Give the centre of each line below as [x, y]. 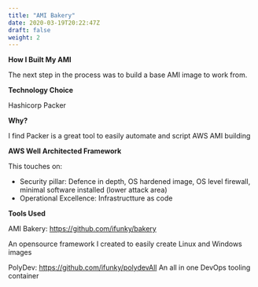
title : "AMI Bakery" [42, 15]
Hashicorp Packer [37, 105]
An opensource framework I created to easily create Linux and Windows [125, 244]
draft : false [29, 30]
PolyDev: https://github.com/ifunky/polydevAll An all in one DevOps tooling [129, 267]
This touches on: [35, 167]
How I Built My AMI [40, 60]
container [24, 276]
